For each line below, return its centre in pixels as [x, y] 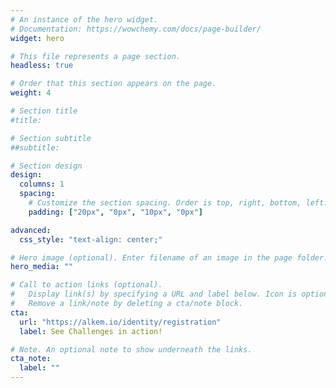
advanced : [31, 230]
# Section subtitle [51, 138]
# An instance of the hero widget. [84, 19]
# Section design [46, 166]
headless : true [42, 66]
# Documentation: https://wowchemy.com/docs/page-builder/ [136, 29]
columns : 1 [42, 184]
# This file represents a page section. [96, 56]
